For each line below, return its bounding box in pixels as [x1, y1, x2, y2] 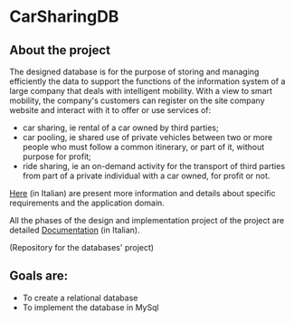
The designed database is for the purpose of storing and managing [9, 66, 260, 77]
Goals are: [9, 269, 69, 284]
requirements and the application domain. [9, 197, 165, 208]
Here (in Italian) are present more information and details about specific [9, 188, 276, 198]
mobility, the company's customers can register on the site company [9, 95, 265, 106]
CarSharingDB [9, 6, 119, 27]
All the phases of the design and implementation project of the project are [9, 215, 285, 225]
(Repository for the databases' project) [9, 242, 155, 252]
